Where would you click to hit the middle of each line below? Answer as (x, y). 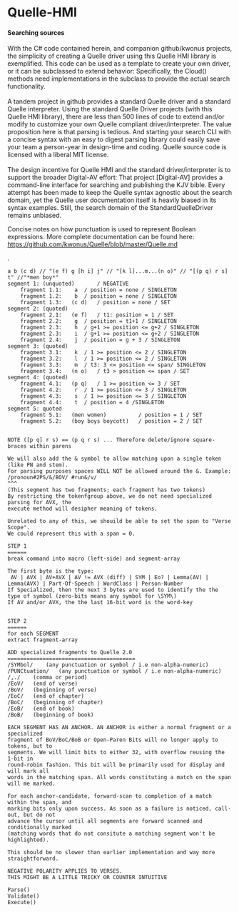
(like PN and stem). (38, 465)
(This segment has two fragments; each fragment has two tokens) (106, 490)
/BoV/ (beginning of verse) (52, 690)
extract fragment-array (43, 640)
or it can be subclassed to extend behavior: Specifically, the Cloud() (107, 71)
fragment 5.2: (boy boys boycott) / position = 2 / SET (111, 421)
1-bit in (20, 759)
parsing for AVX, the (40, 503)
